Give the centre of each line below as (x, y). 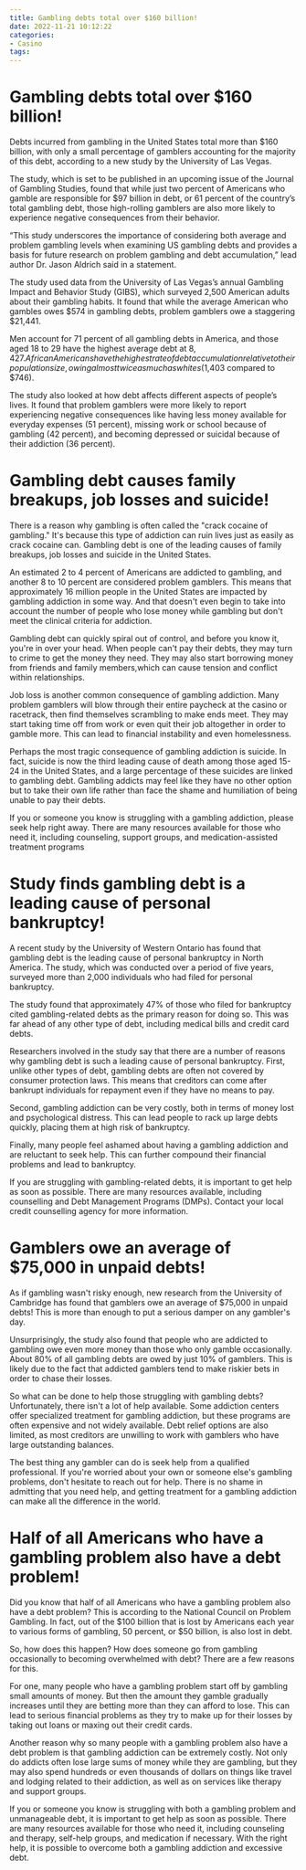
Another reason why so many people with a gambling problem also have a (149, 1742)
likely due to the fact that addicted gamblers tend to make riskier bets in (145, 1368)
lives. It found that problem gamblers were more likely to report (128, 405)
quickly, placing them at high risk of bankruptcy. (100, 1127)
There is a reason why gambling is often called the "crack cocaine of (139, 525)
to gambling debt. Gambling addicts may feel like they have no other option (151, 781)
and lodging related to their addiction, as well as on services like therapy (146, 1781)
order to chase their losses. (61, 1378)
